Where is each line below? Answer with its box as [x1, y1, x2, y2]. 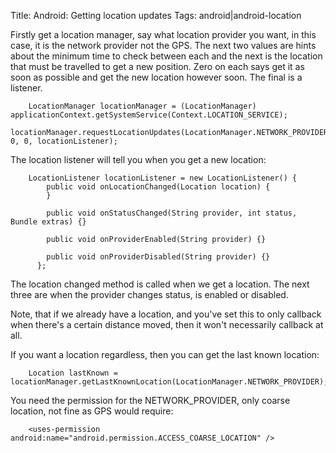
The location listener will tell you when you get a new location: [10, 154, 267, 165]
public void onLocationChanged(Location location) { [46, 182, 271, 192]
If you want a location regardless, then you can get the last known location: [10, 349, 320, 360]
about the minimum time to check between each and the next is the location [10, 50, 323, 62]
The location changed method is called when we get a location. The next [10, 278, 310, 290]
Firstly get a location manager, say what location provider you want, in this [10, 29, 317, 40]
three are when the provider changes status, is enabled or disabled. [10, 289, 289, 300]
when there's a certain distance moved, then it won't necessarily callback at [10, 319, 324, 330]
